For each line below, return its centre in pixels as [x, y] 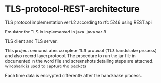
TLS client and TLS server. [32, 41]
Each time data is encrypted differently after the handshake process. [73, 75]
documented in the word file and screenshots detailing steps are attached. [79, 61]
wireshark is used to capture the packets [46, 66]
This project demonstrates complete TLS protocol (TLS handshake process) [81, 50]
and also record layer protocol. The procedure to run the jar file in [70, 56]
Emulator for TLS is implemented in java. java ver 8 [56, 32]
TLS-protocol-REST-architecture [72, 9]
